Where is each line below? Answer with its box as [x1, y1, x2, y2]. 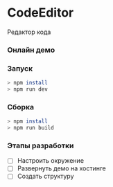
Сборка [7, 102, 35, 112]
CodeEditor [7, 5, 74, 21]
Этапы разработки [7, 141, 74, 150]
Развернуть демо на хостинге [17, 164, 106, 172]
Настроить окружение [17, 157, 85, 165]
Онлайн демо [7, 45, 55, 55]
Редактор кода [7, 28, 51, 36]
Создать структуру [17, 172, 74, 181]
